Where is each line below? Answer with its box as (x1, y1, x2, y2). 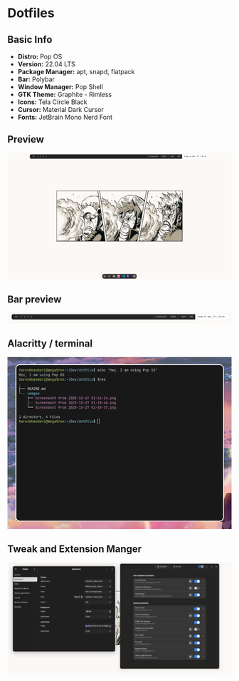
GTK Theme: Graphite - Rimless (17, 91, 112, 98)
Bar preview (7, 293, 62, 305)
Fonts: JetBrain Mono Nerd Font (17, 113, 112, 121)
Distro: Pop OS (17, 52, 63, 61)
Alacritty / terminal (7, 337, 93, 350)
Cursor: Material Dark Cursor (17, 106, 105, 113)
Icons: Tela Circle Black (17, 98, 87, 106)
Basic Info (7, 34, 53, 46)
